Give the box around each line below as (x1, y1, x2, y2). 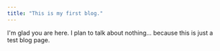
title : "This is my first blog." (7, 10, 103, 17)
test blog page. (7, 35, 50, 44)
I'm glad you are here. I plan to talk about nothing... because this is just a (7, 29, 214, 37)
